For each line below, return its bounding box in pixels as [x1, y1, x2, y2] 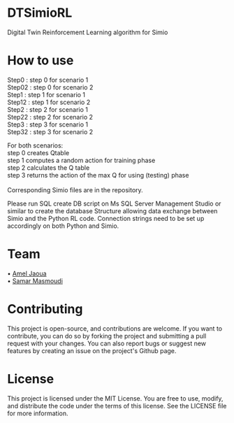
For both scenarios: [7, 141, 64, 150]
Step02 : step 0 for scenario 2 [7, 83, 94, 92]
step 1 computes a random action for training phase [7, 156, 156, 164]
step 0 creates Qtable [7, 148, 70, 157]
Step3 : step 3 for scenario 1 [7, 120, 89, 129]
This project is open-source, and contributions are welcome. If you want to [7, 324, 222, 333]
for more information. [7, 409, 68, 417]
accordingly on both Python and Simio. [7, 222, 119, 230]
